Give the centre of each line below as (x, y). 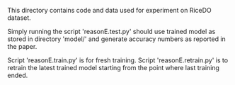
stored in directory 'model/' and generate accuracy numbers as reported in (117, 39)
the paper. (22, 46)
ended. (18, 75)
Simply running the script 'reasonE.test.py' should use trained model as (111, 32)
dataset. (19, 18)
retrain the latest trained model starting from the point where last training (113, 68)
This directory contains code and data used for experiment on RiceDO (110, 10)
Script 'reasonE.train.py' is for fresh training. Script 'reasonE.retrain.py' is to (118, 60)
